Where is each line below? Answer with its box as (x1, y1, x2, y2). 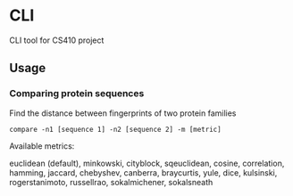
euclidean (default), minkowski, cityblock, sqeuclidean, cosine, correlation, (9, 158, 285, 168)
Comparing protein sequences (9, 87, 145, 100)
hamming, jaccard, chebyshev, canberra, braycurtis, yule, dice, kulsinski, (9, 167, 278, 178)
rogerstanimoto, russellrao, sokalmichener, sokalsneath (9, 176, 213, 187)
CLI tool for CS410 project (9, 35, 105, 45)
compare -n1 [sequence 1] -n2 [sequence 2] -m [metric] (9, 125, 222, 134)
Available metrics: (9, 140, 75, 151)
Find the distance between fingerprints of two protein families (9, 108, 237, 118)
